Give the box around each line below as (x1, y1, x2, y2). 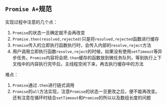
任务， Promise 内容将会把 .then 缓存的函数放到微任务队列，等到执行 (16, 54, 153, 60)
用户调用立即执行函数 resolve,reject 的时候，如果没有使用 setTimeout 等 (12, 48, 158, 54)
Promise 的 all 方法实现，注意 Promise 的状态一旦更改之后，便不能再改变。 (12, 88, 160, 94)
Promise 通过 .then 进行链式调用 (12, 82, 75, 88)
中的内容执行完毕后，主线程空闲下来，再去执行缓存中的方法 (21, 60, 144, 66)
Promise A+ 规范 (5, 4, 52, 13)
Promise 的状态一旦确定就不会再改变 (12, 29, 85, 35)
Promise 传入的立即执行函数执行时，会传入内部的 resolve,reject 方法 (12, 42, 152, 48)
